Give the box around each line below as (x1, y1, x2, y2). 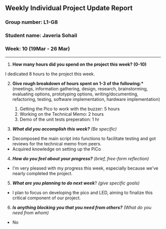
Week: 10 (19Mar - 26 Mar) (5, 46, 70, 52)
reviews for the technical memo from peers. (12, 140, 102, 146)
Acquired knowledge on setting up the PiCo (12, 146, 101, 152)
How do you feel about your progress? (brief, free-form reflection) (12, 155, 149, 161)
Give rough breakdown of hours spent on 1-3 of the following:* (12, 80, 144, 86)
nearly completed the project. (12, 170, 73, 176)
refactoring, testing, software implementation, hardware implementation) (12, 96, 161, 102)
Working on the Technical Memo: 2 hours (19, 111, 104, 117)
